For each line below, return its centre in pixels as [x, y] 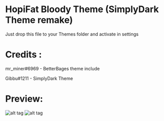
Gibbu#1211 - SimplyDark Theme [39, 78]
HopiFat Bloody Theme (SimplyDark [82, 9]
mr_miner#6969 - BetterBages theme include [53, 68]
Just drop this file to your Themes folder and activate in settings [72, 34]
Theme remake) [39, 20]
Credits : [24, 55]
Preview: [24, 99]
